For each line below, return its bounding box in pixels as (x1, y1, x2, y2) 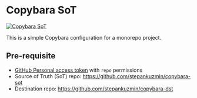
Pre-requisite (6, 51, 56, 61)
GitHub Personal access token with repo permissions (14, 66, 143, 73)
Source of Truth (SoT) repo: (14, 72, 82, 79)
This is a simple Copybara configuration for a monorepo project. (6, 34, 162, 41)
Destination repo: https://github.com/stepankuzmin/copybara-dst (14, 85, 173, 92)
